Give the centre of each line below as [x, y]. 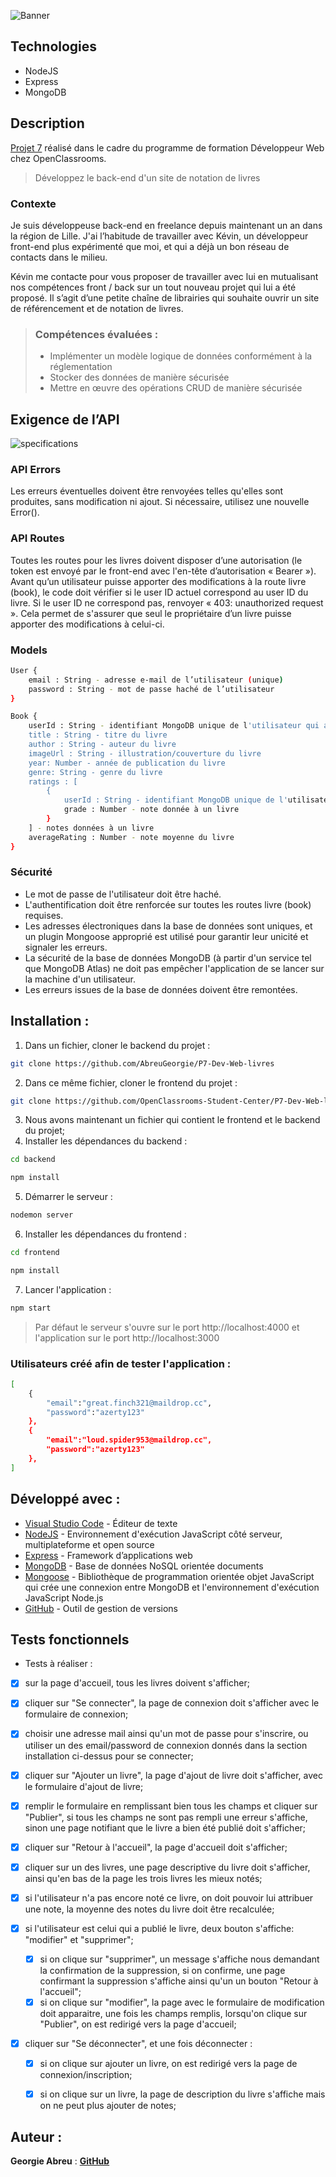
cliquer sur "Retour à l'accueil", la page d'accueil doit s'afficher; [156, 1847]
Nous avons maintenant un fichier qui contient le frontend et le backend [172, 1120]
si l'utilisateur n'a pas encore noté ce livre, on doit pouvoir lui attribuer [169, 1897]
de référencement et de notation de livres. [97, 308]
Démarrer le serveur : [68, 1197]
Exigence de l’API [65, 419]
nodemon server [42, 1215]
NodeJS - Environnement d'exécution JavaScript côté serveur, [153, 1534]
